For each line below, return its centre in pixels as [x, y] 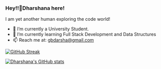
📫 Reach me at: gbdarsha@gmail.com [53, 40]
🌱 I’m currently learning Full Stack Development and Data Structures [84, 34]
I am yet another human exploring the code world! [58, 19]
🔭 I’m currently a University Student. [51, 29]
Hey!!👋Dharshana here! [35, 8]
